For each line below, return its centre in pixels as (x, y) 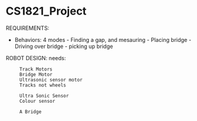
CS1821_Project (46, 11)
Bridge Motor (36, 74)
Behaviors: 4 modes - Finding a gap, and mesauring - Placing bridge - (103, 40)
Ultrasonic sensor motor (51, 80)
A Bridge (31, 112)
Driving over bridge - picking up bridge (64, 46)
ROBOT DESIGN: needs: (36, 58)
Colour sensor (37, 101)
